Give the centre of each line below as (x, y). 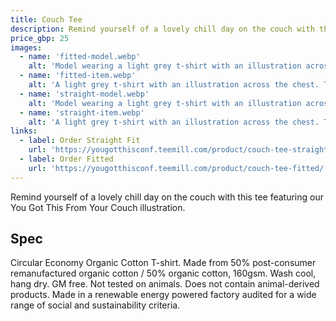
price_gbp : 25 (40, 38)
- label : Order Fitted (66, 159)
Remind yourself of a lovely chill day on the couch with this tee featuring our (167, 197)
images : (26, 47)
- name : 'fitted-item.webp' (78, 76)
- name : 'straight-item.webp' (82, 112)
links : (24, 131)
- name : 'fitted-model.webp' (80, 57)
